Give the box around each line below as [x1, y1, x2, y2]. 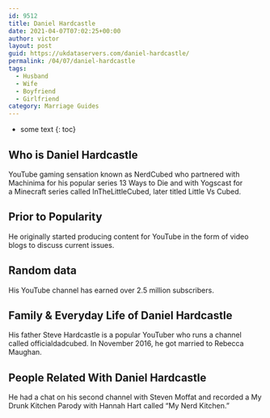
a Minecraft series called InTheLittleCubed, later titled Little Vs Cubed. [8, 186, 242, 196]
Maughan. [8, 348, 42, 357]
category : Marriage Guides [8, 102, 99, 110]
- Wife [15, 79, 38, 87]
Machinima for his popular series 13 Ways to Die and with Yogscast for [8, 177, 243, 187]
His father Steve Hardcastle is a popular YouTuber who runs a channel [8, 330, 243, 340]
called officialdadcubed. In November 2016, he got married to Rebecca [8, 339, 244, 348]
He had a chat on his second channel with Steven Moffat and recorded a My [8, 392, 262, 402]
